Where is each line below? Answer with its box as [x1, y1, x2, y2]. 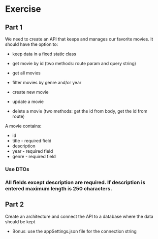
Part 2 [5, 201, 24, 209]
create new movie [12, 89, 49, 95]
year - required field [12, 148, 53, 154]
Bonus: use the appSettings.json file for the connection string [12, 228, 137, 234]
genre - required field [12, 154, 56, 159]
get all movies [12, 70, 41, 76]
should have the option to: [5, 41, 58, 47]
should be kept [5, 218, 35, 225]
